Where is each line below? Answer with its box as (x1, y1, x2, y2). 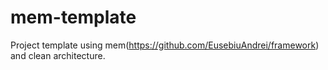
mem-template (10, 6, 137, 29)
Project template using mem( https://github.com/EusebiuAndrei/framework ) (10, 39, 320, 51)
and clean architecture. (10, 49, 106, 61)
